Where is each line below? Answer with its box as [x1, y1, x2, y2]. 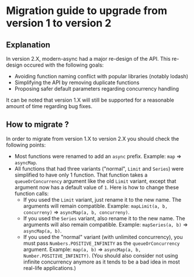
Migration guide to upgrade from [6, 4, 168, 18]
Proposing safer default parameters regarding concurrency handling [14, 85, 179, 92]
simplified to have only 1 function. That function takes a [14, 171, 148, 178]
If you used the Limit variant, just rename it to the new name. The [23, 196, 182, 203]
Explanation [6, 40, 51, 50]
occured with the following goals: [23, 61, 104, 68]
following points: [6, 141, 46, 148]
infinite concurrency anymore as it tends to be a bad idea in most [23, 258, 180, 265]
